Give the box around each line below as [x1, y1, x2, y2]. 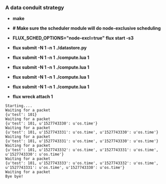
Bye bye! [5, 174, 24, 179]
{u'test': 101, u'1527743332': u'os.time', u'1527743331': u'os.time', [5, 148, 158, 153]
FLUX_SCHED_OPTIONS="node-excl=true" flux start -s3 [12, 35, 134, 41]
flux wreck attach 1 [12, 94, 53, 100]
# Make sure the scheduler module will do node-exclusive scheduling [12, 25, 161, 31]
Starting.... [5, 103, 33, 108]
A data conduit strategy [5, 4, 64, 11]
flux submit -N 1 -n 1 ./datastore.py [12, 45, 87, 51]
